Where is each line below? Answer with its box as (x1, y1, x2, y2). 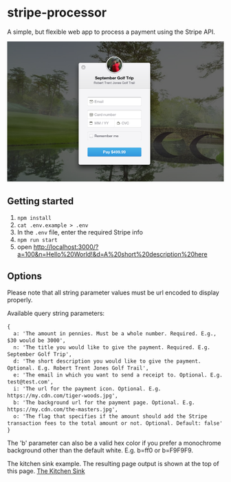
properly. (7, 296, 33, 304)
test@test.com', (7, 379, 54, 385)
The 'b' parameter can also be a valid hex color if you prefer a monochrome (7, 439, 221, 448)
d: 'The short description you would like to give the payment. (13, 358, 201, 365)
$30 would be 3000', (7, 337, 67, 344)
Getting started (7, 195, 74, 207)
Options (7, 270, 43, 282)
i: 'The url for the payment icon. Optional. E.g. (13, 385, 162, 392)
